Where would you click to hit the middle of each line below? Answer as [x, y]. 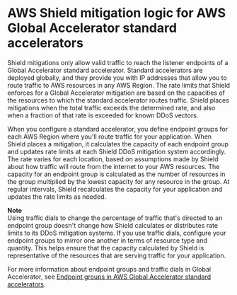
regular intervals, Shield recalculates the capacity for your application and [115, 189]
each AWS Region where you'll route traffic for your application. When [110, 137]
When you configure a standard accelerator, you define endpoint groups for [118, 129]
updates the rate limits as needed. [57, 197]
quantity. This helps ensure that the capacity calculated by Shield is [106, 248]
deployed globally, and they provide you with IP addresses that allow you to [117, 77]
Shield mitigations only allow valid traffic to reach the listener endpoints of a [118, 62]
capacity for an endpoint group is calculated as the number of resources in [116, 174]
